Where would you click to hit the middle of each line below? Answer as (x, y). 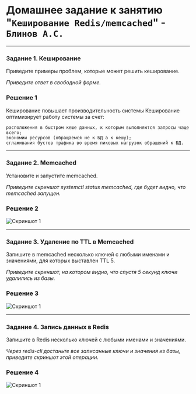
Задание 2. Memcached (41, 163)
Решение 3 (22, 293)
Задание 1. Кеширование (43, 58)
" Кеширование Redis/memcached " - (86, 23)
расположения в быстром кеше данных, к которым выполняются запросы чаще (98, 127)
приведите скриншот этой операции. (52, 357)
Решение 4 (22, 372)
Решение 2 (22, 208)
